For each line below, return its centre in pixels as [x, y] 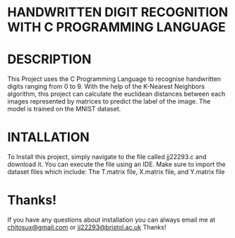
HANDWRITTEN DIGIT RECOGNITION [118, 12]
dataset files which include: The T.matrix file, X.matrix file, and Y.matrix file [116, 172]
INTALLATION [48, 137]
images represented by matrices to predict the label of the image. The [109, 101]
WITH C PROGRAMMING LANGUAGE [116, 27]
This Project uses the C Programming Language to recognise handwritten [114, 79]
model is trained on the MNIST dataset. [64, 109]
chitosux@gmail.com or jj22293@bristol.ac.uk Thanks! [87, 227]
